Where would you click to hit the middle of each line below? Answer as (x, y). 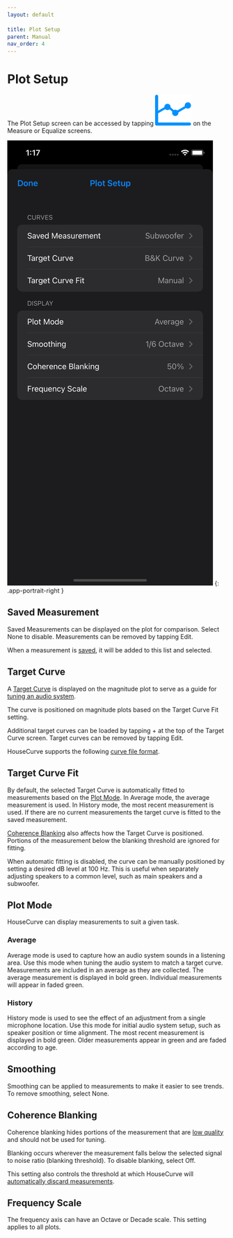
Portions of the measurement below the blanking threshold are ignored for (114, 840)
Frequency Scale (45, 1203)
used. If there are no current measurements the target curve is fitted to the (114, 812)
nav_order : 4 (26, 44)
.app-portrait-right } (35, 590)
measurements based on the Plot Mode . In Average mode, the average (109, 797)
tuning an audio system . (42, 696)
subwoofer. (23, 883)
